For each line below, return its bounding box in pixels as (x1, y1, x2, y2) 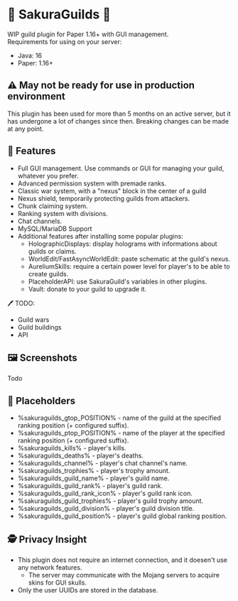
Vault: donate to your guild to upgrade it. (28, 284, 147, 293)
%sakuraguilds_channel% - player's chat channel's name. (17, 459, 188, 467)
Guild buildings (17, 323, 62, 331)
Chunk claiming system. (17, 202, 89, 210)
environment (7, 90, 65, 102)
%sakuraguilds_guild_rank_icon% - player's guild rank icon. (17, 489, 193, 498)
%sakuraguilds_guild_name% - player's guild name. (17, 474, 170, 482)
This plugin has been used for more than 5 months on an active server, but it (7, 109, 231, 118)
